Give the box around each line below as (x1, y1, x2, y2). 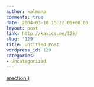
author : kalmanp (6, 8, 46, 15)
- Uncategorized (6, 58, 46, 64)
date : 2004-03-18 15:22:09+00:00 (6, 20, 89, 25)
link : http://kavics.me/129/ (6, 31, 78, 37)
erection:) (6, 75, 30, 82)
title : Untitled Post (6, 42, 60, 48)
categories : (6, 53, 35, 59)
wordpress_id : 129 (6, 47, 51, 53)
